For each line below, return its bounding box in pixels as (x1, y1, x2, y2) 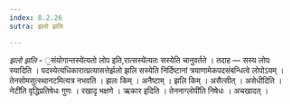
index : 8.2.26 (9, 13, 63, 23)
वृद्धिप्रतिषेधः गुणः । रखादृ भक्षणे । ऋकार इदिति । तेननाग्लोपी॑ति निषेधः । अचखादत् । (28, 85, 269, 96)
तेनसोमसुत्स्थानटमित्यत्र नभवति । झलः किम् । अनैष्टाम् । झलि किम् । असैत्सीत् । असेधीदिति (9, 74, 276, 86)
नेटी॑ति (9, 85, 27, 96)
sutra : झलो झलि (9, 22, 63, 31)
